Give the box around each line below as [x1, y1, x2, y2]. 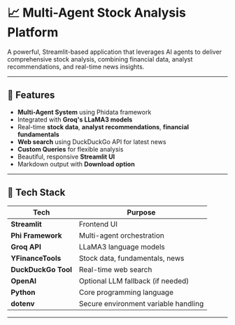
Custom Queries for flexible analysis [17, 145, 124, 153]
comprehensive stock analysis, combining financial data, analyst [7, 55, 193, 63]
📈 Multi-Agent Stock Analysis [7, 5, 187, 21]
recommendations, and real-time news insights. [7, 62, 145, 71]
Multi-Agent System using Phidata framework [17, 108, 152, 116]
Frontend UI [78, 219, 117, 229]
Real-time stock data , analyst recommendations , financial [17, 122, 190, 131]
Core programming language [78, 287, 173, 297]
